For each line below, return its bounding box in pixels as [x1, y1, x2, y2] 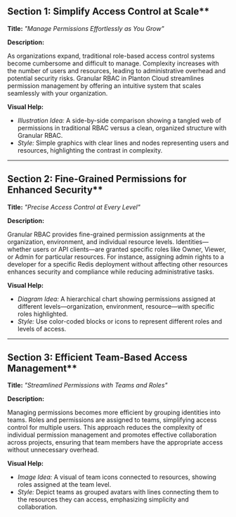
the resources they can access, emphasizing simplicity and [17, 495, 190, 504]
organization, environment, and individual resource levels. [7, 237, 174, 245]
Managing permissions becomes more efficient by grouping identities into [7, 408, 221, 417]
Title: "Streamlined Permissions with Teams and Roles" [7, 381, 168, 390]
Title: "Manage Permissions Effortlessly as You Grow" [7, 24, 164, 32]
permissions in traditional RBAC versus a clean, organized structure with [17, 123, 227, 132]
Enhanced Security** [7, 184, 103, 196]
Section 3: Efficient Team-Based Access [7, 352, 188, 364]
